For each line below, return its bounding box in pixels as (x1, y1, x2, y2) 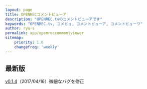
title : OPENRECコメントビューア (5, 12, 67, 17)
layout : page (5, 7, 33, 12)
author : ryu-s (5, 26, 35, 31)
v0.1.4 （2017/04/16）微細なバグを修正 (5, 78, 84, 84)
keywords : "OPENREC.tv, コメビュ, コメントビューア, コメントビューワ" (5, 21, 143, 26)
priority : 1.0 (14, 40, 44, 45)
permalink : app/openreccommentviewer (5, 30, 84, 35)
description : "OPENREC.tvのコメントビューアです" (5, 16, 103, 21)
